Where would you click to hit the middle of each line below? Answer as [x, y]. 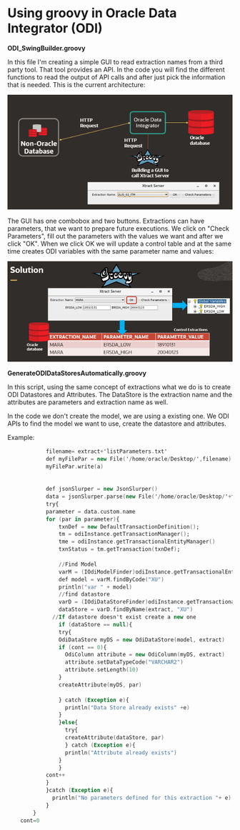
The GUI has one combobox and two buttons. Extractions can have [106, 221]
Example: [21, 437]
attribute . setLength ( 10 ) [102, 670]
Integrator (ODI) [55, 28]
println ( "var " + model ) [95, 587]
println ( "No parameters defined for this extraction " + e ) [142, 798]
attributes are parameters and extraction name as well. [88, 402]
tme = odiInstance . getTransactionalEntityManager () [137, 542]
